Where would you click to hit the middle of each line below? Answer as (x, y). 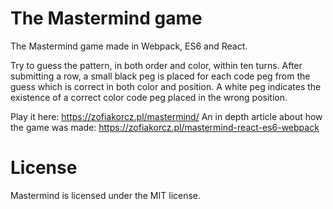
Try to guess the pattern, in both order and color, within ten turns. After (156, 65)
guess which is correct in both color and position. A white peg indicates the (166, 86)
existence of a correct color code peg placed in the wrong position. (149, 97)
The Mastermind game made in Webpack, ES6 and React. (129, 46)
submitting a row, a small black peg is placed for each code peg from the (160, 76)
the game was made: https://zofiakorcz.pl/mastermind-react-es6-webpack (165, 127)
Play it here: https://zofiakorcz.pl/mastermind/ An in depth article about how (166, 116)
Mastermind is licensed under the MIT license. (106, 195)
